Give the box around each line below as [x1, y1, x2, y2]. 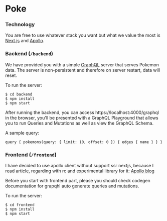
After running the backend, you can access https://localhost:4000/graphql [5, 109, 159, 116]
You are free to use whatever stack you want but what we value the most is [5, 32, 160, 38]
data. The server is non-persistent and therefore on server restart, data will [5, 67, 160, 73]
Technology [5, 21, 35, 28]
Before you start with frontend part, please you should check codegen [5, 178, 150, 184]
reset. [5, 72, 18, 78]
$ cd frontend [5, 202, 35, 207]
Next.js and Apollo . [5, 38, 45, 44]
